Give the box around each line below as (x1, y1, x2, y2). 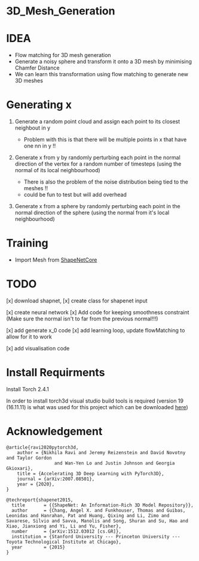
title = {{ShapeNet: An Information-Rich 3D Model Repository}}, (11, 502, 194, 508)
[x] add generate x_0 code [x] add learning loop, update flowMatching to (6, 326, 185, 334)
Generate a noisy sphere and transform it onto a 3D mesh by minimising (14, 58, 192, 65)
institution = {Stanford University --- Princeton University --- (11, 533, 180, 539)
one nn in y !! (23, 142, 56, 149)
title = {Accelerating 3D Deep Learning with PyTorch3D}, (17, 470, 164, 476)
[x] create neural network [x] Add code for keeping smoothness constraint (6, 308, 189, 316)
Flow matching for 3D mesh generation (14, 52, 112, 59)
